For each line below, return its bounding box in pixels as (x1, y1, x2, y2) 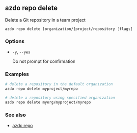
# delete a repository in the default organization (5, 82, 113, 87)
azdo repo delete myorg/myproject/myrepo (5, 100, 91, 105)
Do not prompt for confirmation (12, 58, 76, 64)
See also (5, 111, 26, 118)
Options (5, 38, 25, 45)
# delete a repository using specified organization (5, 95, 115, 100)
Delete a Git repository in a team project (5, 17, 86, 23)
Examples (5, 71, 29, 78)
